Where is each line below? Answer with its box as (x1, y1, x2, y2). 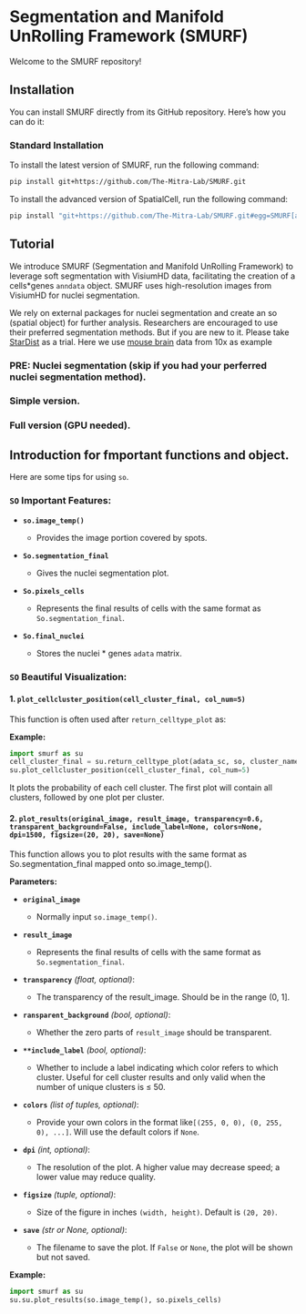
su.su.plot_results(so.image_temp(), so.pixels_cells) (9, 1296, 222, 1305)
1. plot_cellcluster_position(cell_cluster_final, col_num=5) (9, 694, 246, 704)
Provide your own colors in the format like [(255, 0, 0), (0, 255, (36, 1117, 283, 1128)
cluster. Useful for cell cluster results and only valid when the (36, 1072, 266, 1083)
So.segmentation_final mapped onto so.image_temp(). (9, 859, 212, 870)
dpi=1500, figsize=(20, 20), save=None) (9, 830, 166, 840)
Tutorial (9, 237, 55, 252)
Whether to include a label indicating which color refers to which (36, 1063, 279, 1074)
